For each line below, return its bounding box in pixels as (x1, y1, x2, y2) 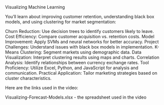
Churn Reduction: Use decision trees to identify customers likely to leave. (5, 28, 154, 34)
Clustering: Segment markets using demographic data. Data (20, 49, 142, 55)
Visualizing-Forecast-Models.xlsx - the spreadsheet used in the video (5, 94, 147, 100)
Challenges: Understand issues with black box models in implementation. (5, 44, 154, 50)
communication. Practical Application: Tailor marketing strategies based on (5, 70, 158, 76)
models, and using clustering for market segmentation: (5, 19, 116, 25)
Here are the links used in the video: (5, 85, 79, 90)
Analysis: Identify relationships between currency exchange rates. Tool (5, 60, 149, 65)
